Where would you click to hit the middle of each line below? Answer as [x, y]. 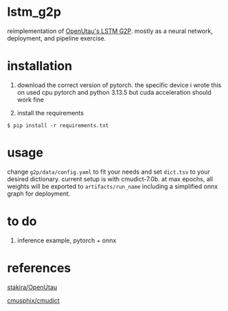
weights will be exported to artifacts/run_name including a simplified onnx [113, 186]
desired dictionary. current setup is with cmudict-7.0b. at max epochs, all [110, 178]
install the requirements [50, 113]
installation [40, 66]
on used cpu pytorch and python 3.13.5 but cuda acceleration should [114, 92]
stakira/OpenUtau [32, 287]
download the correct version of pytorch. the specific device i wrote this [119, 85]
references [39, 268]
